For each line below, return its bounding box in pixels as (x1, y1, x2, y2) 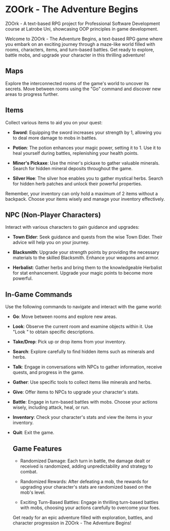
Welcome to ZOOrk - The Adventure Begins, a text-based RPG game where (5, 36, 163, 42)
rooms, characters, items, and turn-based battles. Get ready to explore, (5, 46, 155, 52)
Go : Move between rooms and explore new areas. (12, 313, 117, 320)
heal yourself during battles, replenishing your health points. (12, 150, 139, 156)
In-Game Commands (5, 290, 73, 299)
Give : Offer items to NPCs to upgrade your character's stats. (12, 389, 140, 395)
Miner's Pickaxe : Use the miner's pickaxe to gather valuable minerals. (12, 160, 160, 166)
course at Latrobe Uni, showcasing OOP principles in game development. (5, 25, 158, 32)
